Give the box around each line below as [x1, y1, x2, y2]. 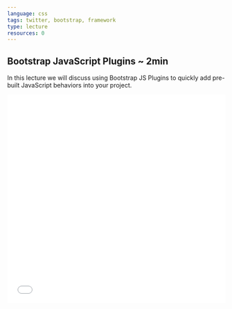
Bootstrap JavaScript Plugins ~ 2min [7, 55, 168, 67]
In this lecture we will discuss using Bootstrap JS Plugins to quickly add [7, 74, 211, 82]
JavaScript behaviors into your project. [21, 81, 132, 90]
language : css [7, 10, 48, 17]
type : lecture [7, 23, 48, 30]
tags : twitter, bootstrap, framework [7, 17, 116, 24]
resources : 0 [7, 29, 45, 37]
